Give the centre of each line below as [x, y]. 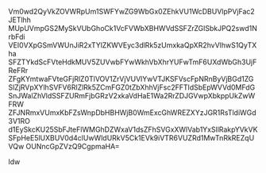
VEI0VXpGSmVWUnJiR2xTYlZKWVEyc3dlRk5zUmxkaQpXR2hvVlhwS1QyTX [133, 45]
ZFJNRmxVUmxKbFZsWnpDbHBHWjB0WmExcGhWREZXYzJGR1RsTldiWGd [132, 113]
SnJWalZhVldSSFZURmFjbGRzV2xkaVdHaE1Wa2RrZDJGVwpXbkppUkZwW [132, 96]
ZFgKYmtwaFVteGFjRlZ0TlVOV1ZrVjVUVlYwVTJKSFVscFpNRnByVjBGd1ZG [131, 79]
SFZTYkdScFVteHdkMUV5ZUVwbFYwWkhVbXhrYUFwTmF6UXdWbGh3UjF [133, 62]
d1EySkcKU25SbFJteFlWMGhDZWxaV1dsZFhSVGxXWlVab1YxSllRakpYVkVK [133, 129]
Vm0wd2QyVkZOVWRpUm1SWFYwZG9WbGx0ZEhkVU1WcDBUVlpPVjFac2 [132, 12]
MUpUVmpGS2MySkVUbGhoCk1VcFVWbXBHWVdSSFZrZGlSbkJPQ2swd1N [133, 28]
